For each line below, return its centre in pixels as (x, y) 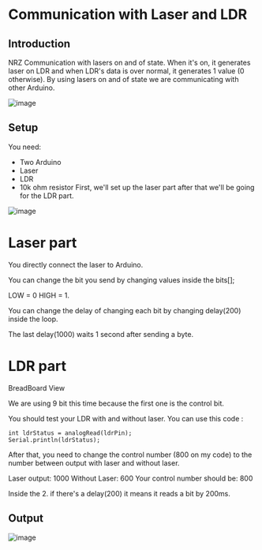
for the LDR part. (47, 196)
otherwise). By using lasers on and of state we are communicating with (124, 79)
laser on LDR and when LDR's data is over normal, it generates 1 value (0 (126, 71)
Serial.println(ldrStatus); (54, 440)
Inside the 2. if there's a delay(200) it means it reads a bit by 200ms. (120, 493)
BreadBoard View (37, 387)
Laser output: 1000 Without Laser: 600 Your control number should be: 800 (131, 478)
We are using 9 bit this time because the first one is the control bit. (116, 403)
